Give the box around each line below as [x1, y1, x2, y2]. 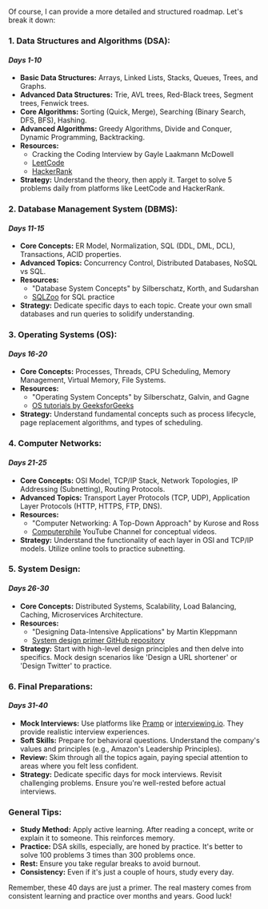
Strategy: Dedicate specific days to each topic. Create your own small [19, 300, 252, 311]
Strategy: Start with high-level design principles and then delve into [19, 644, 244, 654]
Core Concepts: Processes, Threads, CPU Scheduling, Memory [19, 367, 230, 376]
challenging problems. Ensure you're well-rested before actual [19, 778, 226, 787]
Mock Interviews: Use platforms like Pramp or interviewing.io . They [19, 718, 244, 728]
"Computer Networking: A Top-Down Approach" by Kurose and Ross [31, 518, 259, 528]
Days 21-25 [8, 457, 47, 467]
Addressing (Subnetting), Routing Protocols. [19, 484, 166, 493]
